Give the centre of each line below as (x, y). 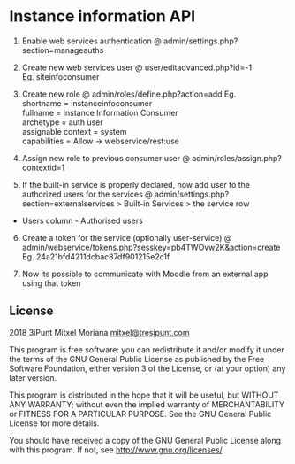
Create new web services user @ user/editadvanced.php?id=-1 (137, 67)
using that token (51, 283)
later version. (33, 377)
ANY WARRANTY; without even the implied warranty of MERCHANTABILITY (147, 404)
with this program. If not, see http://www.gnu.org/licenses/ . (117, 450)
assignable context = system (74, 131)
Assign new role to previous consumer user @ (106, 158)
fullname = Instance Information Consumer (100, 112)
